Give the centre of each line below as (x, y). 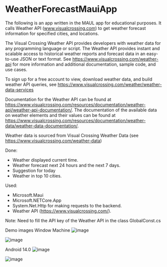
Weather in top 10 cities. (37, 176)
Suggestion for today (34, 171)
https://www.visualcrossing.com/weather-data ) (53, 141)
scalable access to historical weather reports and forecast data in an (75, 54)
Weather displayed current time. (45, 160)
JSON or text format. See (45, 59)
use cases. (16, 69)
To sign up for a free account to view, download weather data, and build (79, 79)
